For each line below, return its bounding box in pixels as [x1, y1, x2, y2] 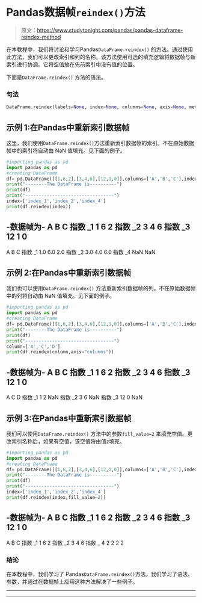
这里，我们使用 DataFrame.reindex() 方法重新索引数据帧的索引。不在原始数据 [6, 139, 195, 146]
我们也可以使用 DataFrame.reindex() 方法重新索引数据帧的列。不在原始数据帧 [6, 285, 196, 292]
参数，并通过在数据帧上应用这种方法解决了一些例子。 [6, 578, 138, 585]
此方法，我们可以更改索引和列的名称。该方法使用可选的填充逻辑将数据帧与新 [6, 53, 196, 60]
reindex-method [20, 33, 61, 40]
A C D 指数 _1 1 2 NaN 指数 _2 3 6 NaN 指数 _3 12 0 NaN [6, 394, 143, 401]
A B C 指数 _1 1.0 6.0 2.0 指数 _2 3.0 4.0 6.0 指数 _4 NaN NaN [6, 248, 156, 256]
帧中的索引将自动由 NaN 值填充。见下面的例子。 [6, 147, 126, 154]
